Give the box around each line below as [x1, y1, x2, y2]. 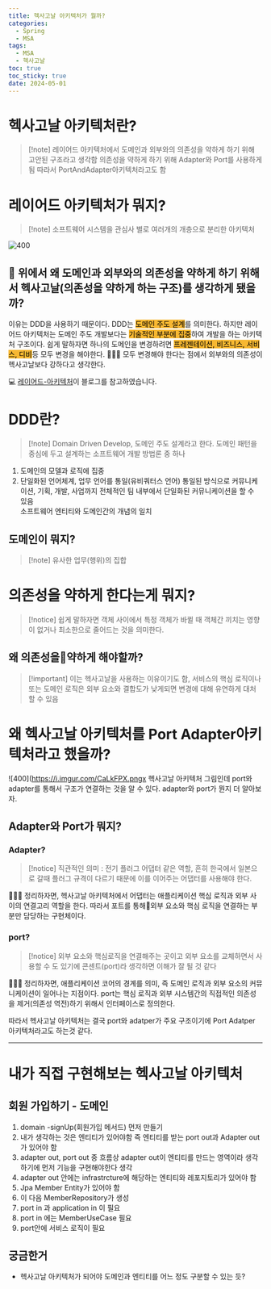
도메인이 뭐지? [8, 532, 76, 546]
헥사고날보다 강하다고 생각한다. [8, 360, 106, 370]
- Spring [15, 27, 45, 35]
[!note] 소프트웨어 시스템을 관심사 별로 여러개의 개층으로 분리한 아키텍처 [27, 224, 256, 234]
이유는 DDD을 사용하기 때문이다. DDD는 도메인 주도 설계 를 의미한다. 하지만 [8, 320, 244, 329]
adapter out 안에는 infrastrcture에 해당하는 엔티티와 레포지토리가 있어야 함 [19, 1172, 256, 1182]
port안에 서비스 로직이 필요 [19, 1223, 106, 1233]
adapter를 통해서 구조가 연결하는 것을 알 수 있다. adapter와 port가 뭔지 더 [8, 784, 240, 793]
